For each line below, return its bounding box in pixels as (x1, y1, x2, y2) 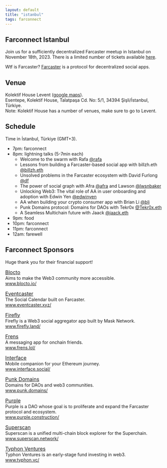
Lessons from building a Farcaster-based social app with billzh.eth (20, 162, 157, 168)
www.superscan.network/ (5, 435, 59, 441)
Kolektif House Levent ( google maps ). (5, 92, 84, 98)
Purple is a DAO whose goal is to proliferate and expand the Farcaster (5, 403, 149, 409)
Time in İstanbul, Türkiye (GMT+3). (5, 135, 77, 141)
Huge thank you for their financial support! (5, 259, 93, 265)
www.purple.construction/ (5, 414, 59, 420)
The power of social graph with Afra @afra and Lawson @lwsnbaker (20, 183, 161, 189)
